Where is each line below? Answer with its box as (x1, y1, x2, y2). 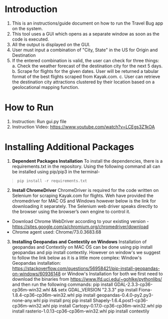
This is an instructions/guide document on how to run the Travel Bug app (12, 20, 163, 26)
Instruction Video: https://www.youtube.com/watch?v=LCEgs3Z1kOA (12, 124, 155, 130)
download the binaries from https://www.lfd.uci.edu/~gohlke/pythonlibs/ (12, 276, 162, 282)
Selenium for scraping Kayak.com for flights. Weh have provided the (12, 192, 154, 198)
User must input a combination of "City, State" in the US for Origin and (12, 47, 158, 53)
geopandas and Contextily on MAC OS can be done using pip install (12, 244, 153, 250)
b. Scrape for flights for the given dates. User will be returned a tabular (12, 68, 159, 74)
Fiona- (138, 286, 152, 292)
